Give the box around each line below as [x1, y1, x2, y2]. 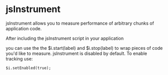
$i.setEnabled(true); [6, 65, 51, 70]
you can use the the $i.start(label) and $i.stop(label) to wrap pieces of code [6, 45, 163, 51]
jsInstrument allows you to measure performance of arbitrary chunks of [6, 20, 154, 26]
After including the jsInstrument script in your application [6, 35, 124, 41]
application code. [6, 25, 42, 31]
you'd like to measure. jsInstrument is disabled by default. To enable [6, 50, 147, 56]
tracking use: [6, 55, 33, 61]
